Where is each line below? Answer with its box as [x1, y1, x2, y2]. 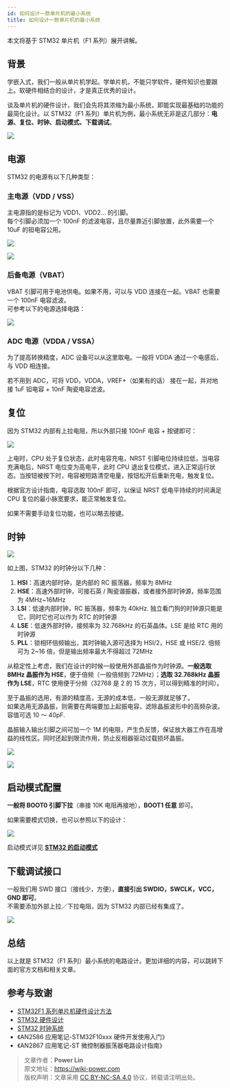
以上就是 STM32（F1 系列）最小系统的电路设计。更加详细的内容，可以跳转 [7, 957, 218, 965]
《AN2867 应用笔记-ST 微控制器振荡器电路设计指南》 [16, 1041, 166, 1049]
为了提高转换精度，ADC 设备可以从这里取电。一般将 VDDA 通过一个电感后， [7, 353, 222, 362]
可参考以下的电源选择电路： [7, 304, 86, 313]
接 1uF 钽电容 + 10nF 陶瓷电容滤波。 [7, 385, 109, 393]
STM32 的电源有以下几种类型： [7, 173, 96, 181]
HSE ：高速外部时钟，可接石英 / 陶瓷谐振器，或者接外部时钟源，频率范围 [16, 587, 222, 595]
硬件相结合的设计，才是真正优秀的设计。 [25, 87, 139, 95]
